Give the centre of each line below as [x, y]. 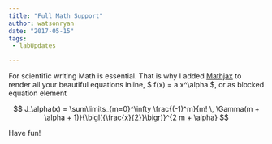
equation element [38, 93]
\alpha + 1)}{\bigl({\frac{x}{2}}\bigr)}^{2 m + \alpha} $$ [136, 117]
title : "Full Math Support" [56, 16]
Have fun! [25, 133]
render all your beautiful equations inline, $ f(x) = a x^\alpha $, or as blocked [136, 85]
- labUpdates [34, 46]
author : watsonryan [41, 23]
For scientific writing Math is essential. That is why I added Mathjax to [125, 76]
